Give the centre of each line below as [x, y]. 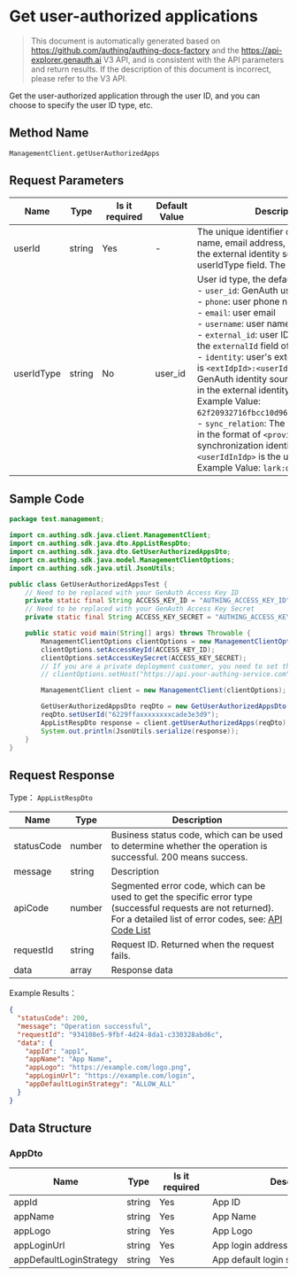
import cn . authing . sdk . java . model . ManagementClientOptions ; [122, 560]
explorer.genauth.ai [66, 59]
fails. [121, 956]
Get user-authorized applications [133, 16]
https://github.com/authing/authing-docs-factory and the [135, 50]
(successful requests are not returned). [192, 908]
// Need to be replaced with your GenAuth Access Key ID [132, 592]
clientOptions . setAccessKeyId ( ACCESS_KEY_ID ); [128, 650]
